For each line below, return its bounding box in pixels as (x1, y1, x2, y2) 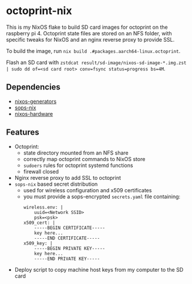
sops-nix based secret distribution (14, 181, 98, 188)
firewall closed (23, 168, 59, 175)
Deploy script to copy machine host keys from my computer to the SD (14, 266, 184, 273)
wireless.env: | (23, 204, 63, 210)
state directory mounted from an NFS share (23, 149, 129, 156)
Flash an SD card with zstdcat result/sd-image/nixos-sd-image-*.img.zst (6, 59, 187, 66)
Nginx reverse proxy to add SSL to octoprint (14, 174, 122, 181)
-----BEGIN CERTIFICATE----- (34, 225, 106, 230)
